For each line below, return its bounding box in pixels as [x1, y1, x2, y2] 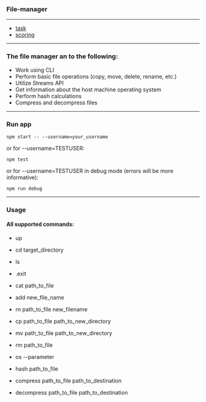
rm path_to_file [15, 341, 53, 349]
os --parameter [15, 354, 55, 361]
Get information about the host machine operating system [15, 85, 161, 93]
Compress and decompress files [15, 99, 98, 106]
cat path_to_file [15, 282, 54, 290]
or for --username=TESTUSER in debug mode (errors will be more [6, 167, 174, 174]
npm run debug [6, 185, 43, 191]
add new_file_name [15, 294, 64, 301]
